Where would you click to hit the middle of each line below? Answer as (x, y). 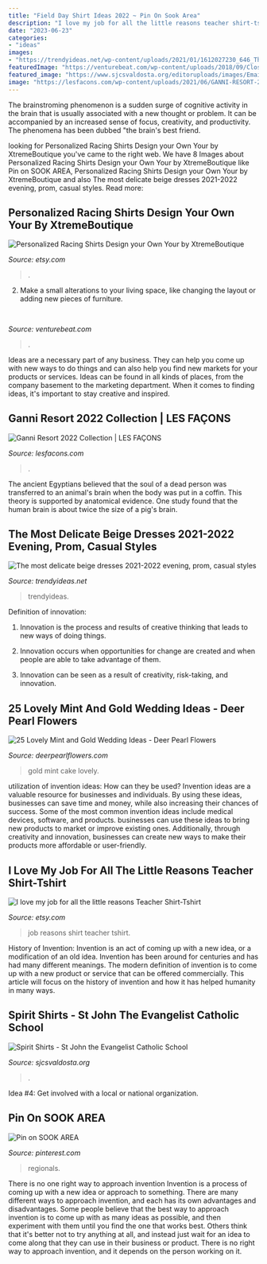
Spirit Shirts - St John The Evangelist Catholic (124, 1016)
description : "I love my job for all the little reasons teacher (118, 23)
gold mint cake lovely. (63, 771)
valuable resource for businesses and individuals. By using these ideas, (125, 795)
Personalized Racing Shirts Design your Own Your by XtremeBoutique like (129, 162)
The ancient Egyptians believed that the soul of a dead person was (118, 484)
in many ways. (32, 990)
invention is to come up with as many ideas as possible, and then (114, 1217)
